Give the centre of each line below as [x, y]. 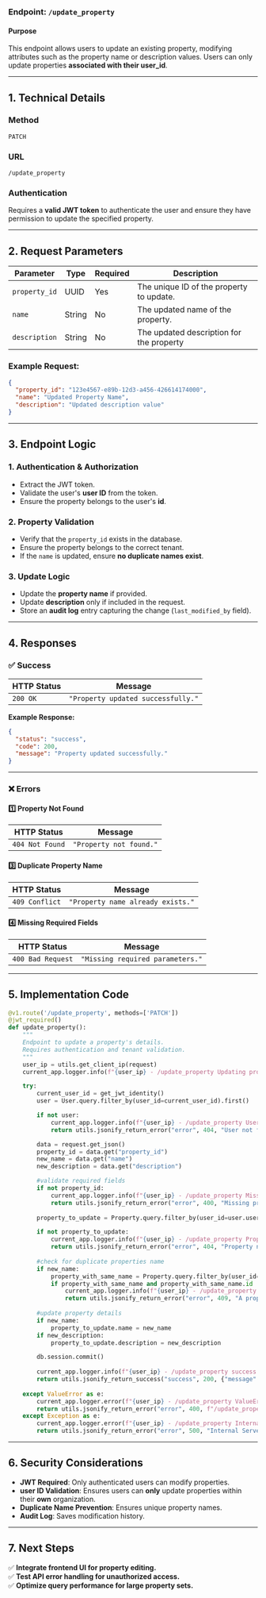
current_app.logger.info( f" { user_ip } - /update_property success [147, 1372]
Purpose [23, 31]
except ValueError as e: [63, 1394]
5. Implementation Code [68, 995]
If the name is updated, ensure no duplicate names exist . [112, 556]
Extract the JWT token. [57, 484]
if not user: [58, 1115]
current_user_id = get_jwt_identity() [101, 1094]
